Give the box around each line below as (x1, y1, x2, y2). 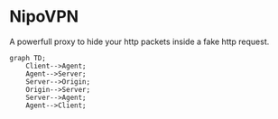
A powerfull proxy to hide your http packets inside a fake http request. (9, 36, 270, 47)
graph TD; (9, 53, 47, 62)
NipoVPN (9, 6, 79, 27)
